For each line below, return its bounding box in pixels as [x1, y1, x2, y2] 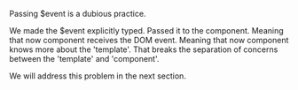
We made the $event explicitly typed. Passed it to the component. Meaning [9, 26, 284, 35]
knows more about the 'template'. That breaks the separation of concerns [9, 44, 278, 55]
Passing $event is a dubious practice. [9, 9, 146, 19]
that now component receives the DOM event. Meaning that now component [9, 35, 289, 45]
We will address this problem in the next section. [9, 71, 186, 81]
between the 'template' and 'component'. [9, 54, 160, 64]
